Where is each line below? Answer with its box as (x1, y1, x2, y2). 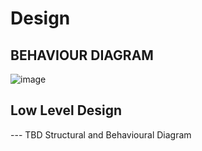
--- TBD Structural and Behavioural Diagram (10, 128, 192, 141)
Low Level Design (10, 102, 123, 119)
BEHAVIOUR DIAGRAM (10, 47, 154, 64)
